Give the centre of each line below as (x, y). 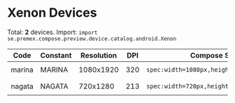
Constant (56, 55)
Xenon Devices (52, 13)
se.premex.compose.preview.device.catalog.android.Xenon (92, 39)
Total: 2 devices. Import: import (52, 32)
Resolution (99, 55)
